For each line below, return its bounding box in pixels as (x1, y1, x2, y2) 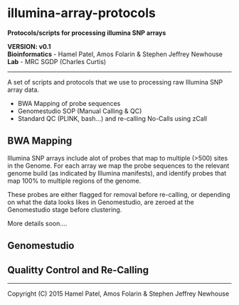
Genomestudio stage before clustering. (7, 205, 122, 214)
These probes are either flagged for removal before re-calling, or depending (7, 190, 230, 198)
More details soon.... (7, 219, 68, 228)
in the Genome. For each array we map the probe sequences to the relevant (7, 161, 230, 170)
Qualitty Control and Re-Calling (7, 264, 149, 276)
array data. (7, 85, 40, 94)
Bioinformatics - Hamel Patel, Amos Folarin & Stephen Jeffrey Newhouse (7, 50, 223, 58)
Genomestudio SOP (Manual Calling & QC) (17, 107, 142, 115)
